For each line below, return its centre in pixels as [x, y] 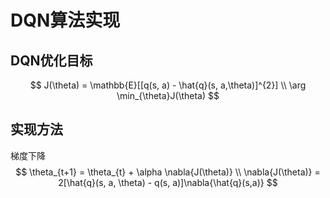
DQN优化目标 [51, 60]
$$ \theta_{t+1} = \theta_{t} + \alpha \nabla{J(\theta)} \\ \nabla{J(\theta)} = [168, 172]
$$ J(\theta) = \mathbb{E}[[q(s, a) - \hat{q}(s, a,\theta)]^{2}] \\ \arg [168, 85]
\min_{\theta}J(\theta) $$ [168, 95]
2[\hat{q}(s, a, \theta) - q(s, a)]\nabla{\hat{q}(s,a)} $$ [168, 182]
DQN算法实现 [65, 20]
